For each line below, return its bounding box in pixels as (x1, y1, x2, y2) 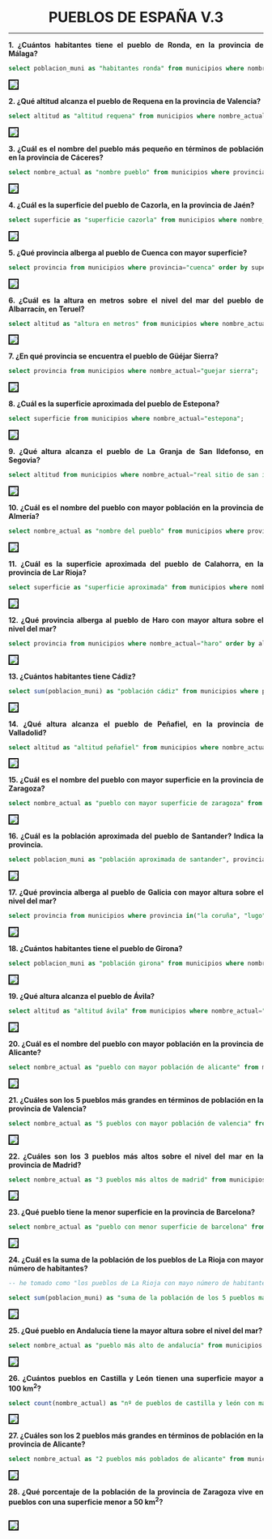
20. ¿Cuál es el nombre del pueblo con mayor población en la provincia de (8, 1039, 264, 1048)
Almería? (8, 512, 40, 521)
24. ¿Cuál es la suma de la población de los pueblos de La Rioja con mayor (8, 1255, 264, 1265)
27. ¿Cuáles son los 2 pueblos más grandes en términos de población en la (8, 1431, 264, 1441)
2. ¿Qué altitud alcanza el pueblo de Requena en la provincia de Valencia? (8, 96, 261, 106)
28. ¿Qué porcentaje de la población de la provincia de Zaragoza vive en (8, 1487, 264, 1497)
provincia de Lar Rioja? (8, 568, 87, 577)
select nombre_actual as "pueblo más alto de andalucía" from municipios (8, 1342, 263, 1350)
